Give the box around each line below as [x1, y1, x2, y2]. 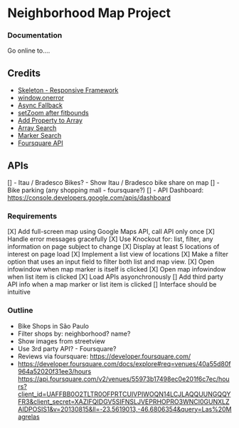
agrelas [17, 412, 41, 421]
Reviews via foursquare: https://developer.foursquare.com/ [17, 352, 191, 360]
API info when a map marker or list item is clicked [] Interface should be [7, 280, 217, 289]
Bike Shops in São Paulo [17, 321, 90, 330]
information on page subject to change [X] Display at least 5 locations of [7, 242, 220, 251]
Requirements [7, 211, 58, 221]
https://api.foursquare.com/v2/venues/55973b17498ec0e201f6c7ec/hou [17, 375, 230, 383]
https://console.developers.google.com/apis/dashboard [7, 193, 171, 202]
